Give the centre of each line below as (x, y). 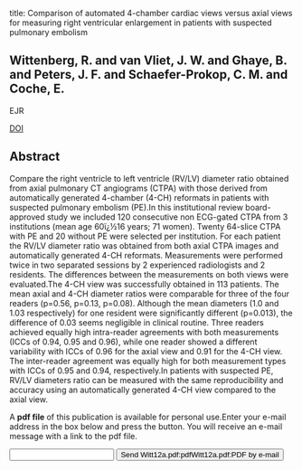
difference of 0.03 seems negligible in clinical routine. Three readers (137, 322)
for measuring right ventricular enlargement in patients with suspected (141, 23)
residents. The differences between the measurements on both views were (149, 274)
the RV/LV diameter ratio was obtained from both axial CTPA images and (144, 245)
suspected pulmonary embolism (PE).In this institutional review (127, 207)
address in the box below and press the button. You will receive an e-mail (146, 426)
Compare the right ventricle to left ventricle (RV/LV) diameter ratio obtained (149, 178)
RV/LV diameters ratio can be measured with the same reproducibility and (146, 380)
